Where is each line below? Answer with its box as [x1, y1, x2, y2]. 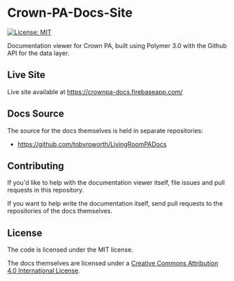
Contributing [7, 160, 64, 172]
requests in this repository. [7, 186, 85, 195]
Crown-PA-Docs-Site [7, 5, 133, 21]
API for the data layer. [7, 49, 70, 57]
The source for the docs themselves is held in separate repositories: [7, 126, 204, 135]
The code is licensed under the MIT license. [7, 245, 134, 254]
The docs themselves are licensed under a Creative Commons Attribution [7, 259, 219, 268]
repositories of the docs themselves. [7, 207, 113, 215]
